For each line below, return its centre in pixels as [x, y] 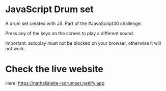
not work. [15, 48]
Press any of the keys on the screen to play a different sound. [70, 33]
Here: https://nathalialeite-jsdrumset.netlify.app [55, 83]
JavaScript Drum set [50, 9]
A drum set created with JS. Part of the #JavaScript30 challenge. [74, 23]
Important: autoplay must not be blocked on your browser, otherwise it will [83, 43]
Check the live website [54, 69]
